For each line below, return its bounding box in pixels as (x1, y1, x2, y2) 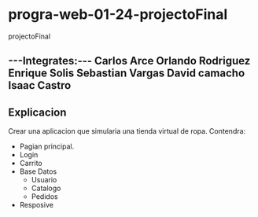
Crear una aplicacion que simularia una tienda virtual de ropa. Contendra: (8, 127, 246, 136)
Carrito (19, 159, 43, 168)
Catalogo (31, 183, 61, 193)
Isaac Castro (8, 79, 72, 92)
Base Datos (19, 167, 57, 176)
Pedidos (31, 192, 58, 201)
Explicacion (8, 105, 67, 119)
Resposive (19, 200, 53, 210)
